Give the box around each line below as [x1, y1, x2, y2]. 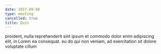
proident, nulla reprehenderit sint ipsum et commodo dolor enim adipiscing [5, 33, 154, 39]
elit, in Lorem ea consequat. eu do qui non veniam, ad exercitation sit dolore [5, 39, 157, 44]
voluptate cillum [5, 43, 37, 49]
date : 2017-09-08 [5, 7, 40, 12]
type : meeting [5, 11, 34, 16]
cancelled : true [5, 16, 38, 21]
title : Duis [5, 20, 29, 25]
